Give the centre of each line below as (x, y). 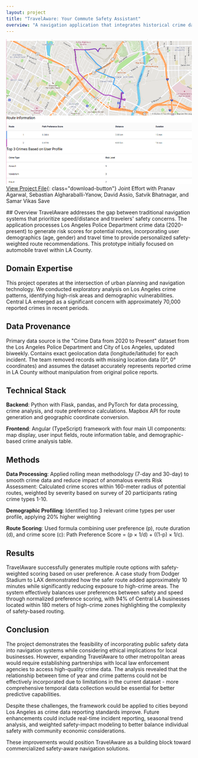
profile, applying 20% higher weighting (54, 517)
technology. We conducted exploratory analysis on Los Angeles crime (91, 289)
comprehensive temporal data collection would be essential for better (90, 688)
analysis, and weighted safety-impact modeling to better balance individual (97, 724)
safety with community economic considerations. (66, 731)
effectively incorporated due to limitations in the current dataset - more (92, 681)
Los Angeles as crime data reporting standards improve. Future (83, 712)
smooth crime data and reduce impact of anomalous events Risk (84, 481)
